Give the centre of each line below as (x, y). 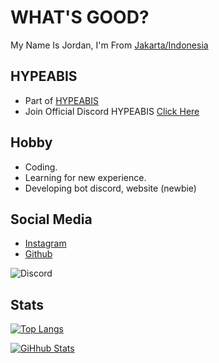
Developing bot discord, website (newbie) (110, 188)
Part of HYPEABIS (61, 100)
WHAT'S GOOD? (80, 17)
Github (38, 254)
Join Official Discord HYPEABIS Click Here (112, 111)
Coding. (41, 167)
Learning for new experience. (85, 177)
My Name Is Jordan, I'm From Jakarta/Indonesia (109, 45)
